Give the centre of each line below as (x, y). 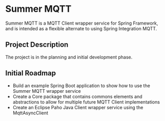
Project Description (37, 45)
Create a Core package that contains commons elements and (77, 96)
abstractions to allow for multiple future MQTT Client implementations (86, 102)
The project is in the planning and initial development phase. (69, 57)
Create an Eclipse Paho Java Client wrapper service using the (78, 107)
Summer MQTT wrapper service (47, 91)
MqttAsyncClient (30, 113)
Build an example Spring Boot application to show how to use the (81, 86)
